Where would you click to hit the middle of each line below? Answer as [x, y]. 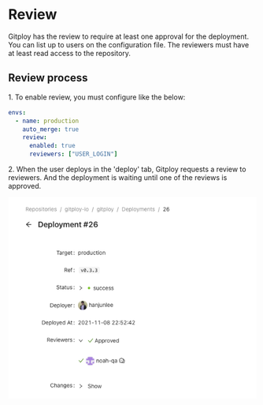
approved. [25, 186]
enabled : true [52, 146]
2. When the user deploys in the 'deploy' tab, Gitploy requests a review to [127, 169]
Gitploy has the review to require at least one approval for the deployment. [129, 36]
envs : [17, 112]
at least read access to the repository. [70, 53]
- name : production [47, 121]
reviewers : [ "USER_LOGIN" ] [73, 154]
